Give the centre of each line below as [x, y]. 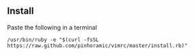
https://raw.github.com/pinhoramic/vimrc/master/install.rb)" [97, 46]
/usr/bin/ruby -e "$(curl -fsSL [53, 40]
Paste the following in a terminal [52, 27]
